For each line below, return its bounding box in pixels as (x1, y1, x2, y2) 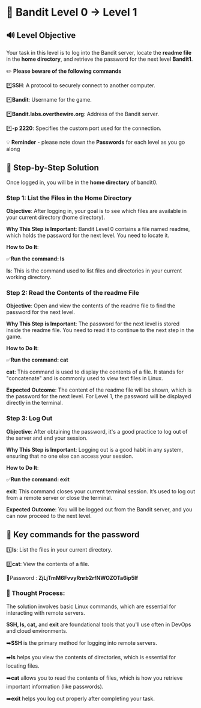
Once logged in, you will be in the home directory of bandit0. (6, 179, 158, 186)
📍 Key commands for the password (6, 529, 140, 540)
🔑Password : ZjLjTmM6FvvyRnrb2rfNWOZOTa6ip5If (6, 574, 139, 581)
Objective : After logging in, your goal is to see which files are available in (6, 208, 187, 215)
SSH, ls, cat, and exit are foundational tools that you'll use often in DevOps (6, 621, 191, 628)
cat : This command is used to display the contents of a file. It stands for (6, 368, 184, 375)
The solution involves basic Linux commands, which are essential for (6, 603, 176, 610)
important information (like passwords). (6, 683, 104, 690)
